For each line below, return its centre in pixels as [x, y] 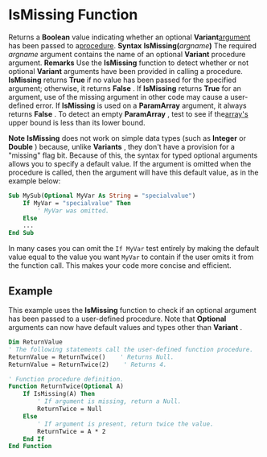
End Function [30, 447]
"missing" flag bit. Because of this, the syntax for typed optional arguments [133, 155]
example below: [35, 181]
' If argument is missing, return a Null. [109, 401]
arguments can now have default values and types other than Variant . [125, 327]
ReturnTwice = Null [70, 409]
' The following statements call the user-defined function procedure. [131, 349]
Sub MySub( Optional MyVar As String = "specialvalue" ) [102, 196]
